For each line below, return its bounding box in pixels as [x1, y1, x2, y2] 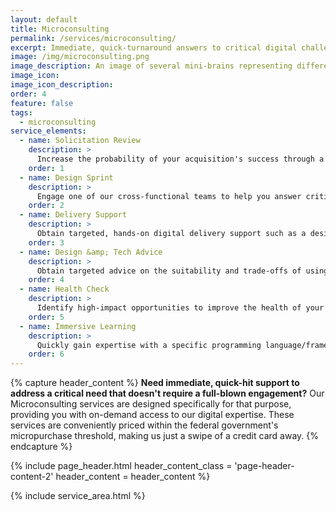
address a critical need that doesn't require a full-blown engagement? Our [10, 387, 325, 400]
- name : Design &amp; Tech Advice [19, 247, 163, 257]
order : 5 [28, 312, 65, 322]
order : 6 [28, 349, 65, 360]
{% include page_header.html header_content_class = [10, 460, 233, 472]
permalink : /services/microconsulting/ [10, 33, 177, 43]
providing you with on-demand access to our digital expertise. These [10, 409, 295, 421]
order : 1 [28, 163, 65, 173]
